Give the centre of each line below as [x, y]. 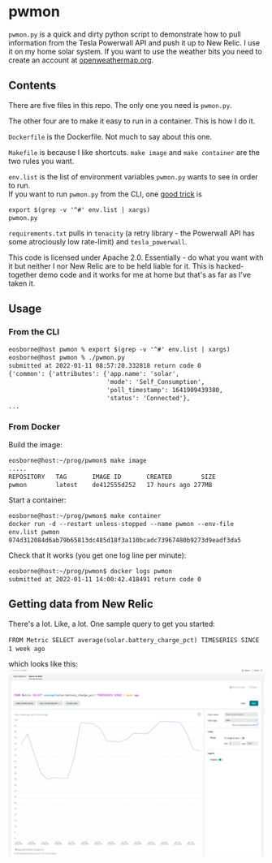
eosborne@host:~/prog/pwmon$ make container [85, 516]
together [23, 274]
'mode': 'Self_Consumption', [156, 382]
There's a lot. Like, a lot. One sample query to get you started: [112, 624]
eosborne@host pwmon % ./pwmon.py [67, 358]
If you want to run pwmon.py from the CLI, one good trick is [106, 194]
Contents [32, 86]
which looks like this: [43, 663]
